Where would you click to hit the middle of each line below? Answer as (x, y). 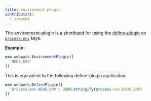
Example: (15, 48)
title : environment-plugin (33, 10)
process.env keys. (23, 38)
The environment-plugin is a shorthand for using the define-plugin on (76, 33)
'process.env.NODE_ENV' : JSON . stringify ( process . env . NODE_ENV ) (76, 89)
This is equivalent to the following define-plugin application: (66, 76)
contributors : (20, 14)
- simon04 (19, 19)
